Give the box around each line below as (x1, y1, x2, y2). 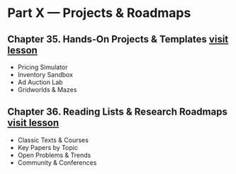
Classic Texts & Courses (17, 136, 89, 144)
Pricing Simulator (17, 63, 68, 71)
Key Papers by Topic (17, 143, 78, 151)
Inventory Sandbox (17, 71, 73, 79)
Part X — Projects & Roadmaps (7, 5, 191, 21)
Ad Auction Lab (17, 78, 63, 86)
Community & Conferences (17, 158, 97, 167)
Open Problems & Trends (17, 151, 91, 159)
